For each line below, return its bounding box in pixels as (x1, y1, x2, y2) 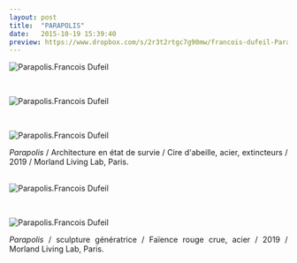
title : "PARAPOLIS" (9, 21, 86, 30)
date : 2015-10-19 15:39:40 (9, 29, 117, 38)
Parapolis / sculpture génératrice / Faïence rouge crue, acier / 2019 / (9, 235, 288, 245)
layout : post (9, 12, 57, 22)
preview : (9, 37, 42, 47)
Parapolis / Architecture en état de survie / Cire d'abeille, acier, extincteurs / (9, 147, 288, 158)
